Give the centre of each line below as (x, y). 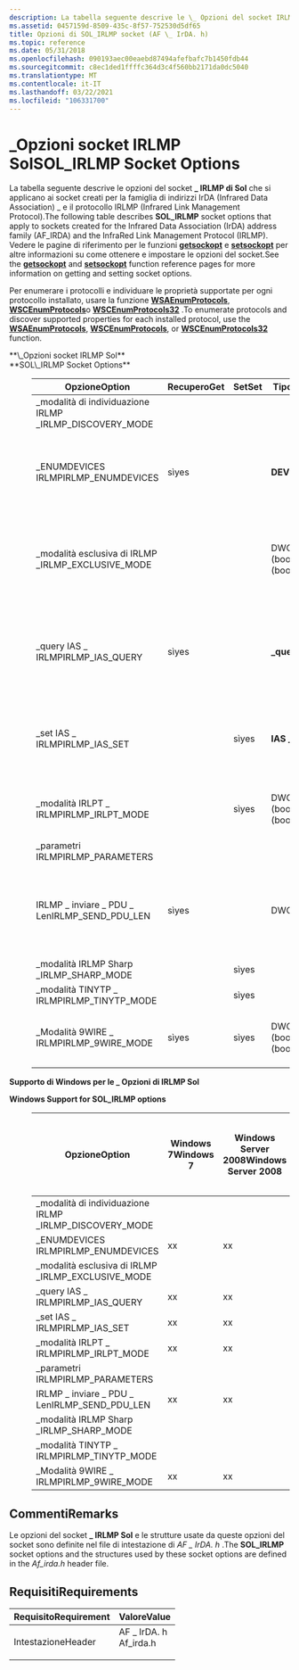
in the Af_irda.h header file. (59, 1564)
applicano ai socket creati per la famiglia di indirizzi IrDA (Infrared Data (139, 198)
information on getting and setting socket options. (101, 274)
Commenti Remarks (64, 1513)
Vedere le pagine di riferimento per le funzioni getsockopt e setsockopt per (149, 245)
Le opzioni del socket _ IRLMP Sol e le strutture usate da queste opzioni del (147, 1535)
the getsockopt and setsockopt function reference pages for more (132, 264)
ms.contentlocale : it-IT (55, 84)
